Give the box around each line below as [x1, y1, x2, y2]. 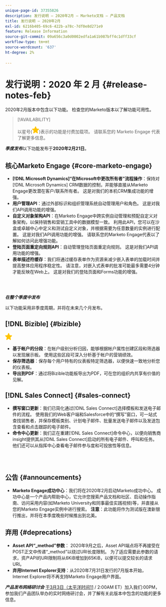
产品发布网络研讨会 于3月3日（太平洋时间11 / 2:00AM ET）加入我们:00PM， [5, 584, 160, 590]
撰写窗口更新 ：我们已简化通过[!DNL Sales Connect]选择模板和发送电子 [12, 405, 157, 411]
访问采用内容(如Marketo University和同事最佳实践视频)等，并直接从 [21, 500, 159, 506]
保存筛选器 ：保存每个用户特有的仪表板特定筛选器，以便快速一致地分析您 [12, 358, 160, 364]
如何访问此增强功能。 [16, 238, 60, 244]
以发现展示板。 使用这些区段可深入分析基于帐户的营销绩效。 [12, 352, 135, 358]
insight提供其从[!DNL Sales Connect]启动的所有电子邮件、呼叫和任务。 [12, 436, 158, 442]
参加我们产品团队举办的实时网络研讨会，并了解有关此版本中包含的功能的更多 [5, 590, 162, 596]
